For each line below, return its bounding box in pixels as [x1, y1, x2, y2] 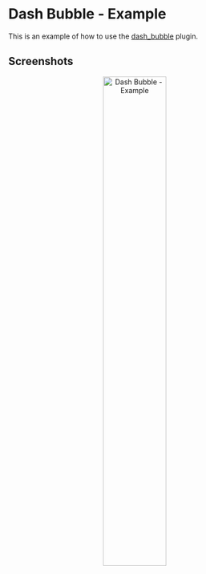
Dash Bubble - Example [8, 5, 167, 23]
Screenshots [8, 55, 74, 68]
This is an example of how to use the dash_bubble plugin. [8, 31, 199, 41]
